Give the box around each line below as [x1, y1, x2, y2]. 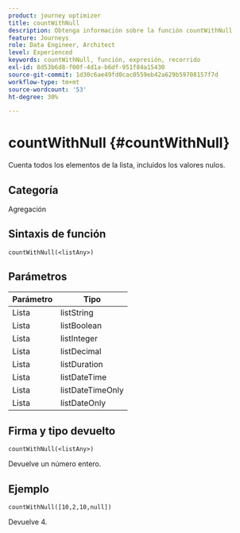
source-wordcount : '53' [8, 85, 87, 94]
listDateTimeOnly [60, 384, 125, 396]
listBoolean [60, 319, 102, 330]
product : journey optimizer [8, 11, 102, 20]
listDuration [60, 358, 103, 369]
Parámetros [8, 270, 68, 284]
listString [60, 307, 94, 318]
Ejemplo [8, 482, 49, 496]
